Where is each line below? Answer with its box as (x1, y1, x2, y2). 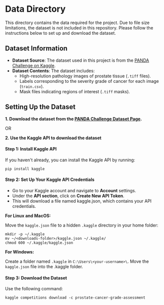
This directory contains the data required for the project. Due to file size (5, 20, 150, 25)
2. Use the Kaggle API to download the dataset (5, 135, 102, 141)
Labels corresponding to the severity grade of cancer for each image (19, 78, 159, 84)
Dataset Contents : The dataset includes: (12, 68, 95, 74)
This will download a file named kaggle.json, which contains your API (12, 198, 152, 204)
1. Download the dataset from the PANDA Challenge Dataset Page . (5, 116, 142, 122)
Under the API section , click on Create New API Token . (12, 193, 125, 199)
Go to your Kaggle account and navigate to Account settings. (12, 187, 136, 193)
